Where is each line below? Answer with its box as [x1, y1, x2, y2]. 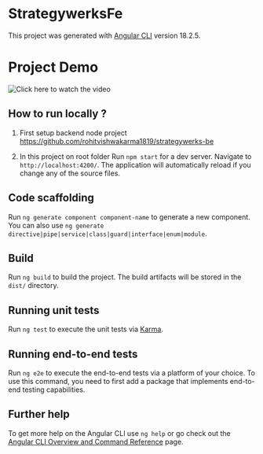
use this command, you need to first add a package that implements [8, 376, 228, 386]
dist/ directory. [8, 281, 59, 290]
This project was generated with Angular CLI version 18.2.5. [8, 31, 201, 40]
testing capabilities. [22, 385, 86, 394]
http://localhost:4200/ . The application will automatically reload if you [19, 160, 251, 169]
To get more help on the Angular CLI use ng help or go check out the [8, 428, 231, 437]
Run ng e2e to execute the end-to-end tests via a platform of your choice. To [8, 367, 256, 378]
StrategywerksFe [8, 5, 123, 23]
